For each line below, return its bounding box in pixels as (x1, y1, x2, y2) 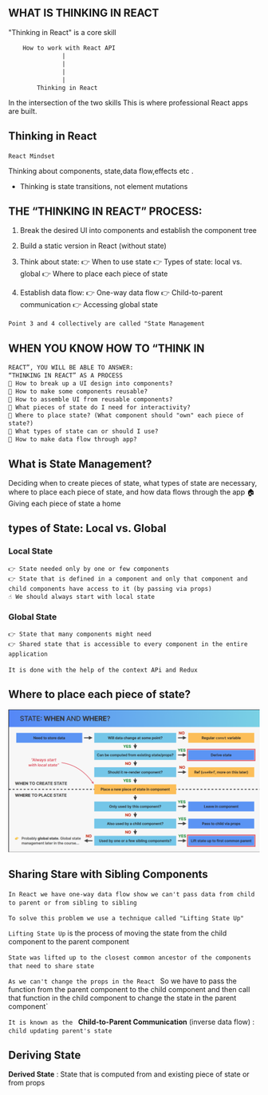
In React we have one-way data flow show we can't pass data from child (8, 890, 255, 898)
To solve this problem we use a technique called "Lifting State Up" (8, 914, 245, 922)
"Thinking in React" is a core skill (8, 27, 117, 37)
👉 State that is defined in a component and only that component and (8, 574, 248, 583)
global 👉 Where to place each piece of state (19, 269, 168, 278)
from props (8, 1078, 45, 1088)
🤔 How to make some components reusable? (8, 388, 148, 396)
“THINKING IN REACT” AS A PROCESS (8, 372, 124, 380)
